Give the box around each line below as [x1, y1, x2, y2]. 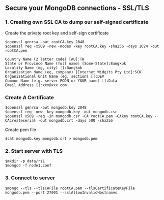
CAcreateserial [5, 118, 36, 123]
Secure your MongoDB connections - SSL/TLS [5, 4, 149, 12]
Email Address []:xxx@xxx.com [5, 82, 67, 88]
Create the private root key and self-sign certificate [5, 30, 109, 36]
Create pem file [5, 127, 37, 133]
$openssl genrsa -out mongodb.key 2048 [5, 105, 87, 110]
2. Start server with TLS [5, 147, 63, 154]
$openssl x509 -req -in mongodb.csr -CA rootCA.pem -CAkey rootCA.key [5, 113, 153, 119]
